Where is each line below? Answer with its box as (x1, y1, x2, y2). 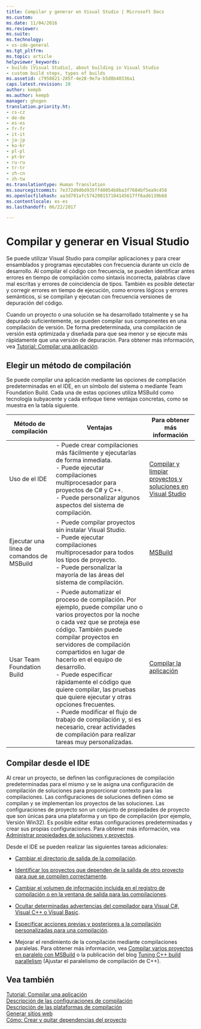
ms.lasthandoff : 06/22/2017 (6, 204, 77, 210)
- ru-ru (6, 160, 26, 166)
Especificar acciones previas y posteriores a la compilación (14, 920, 162, 927)
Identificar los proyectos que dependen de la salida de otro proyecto (14, 866, 184, 873)
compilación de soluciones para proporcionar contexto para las (6, 787, 163, 794)
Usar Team (9, 655, 40, 663)
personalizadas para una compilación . (14, 926, 109, 934)
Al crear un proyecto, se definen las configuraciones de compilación (6, 774, 175, 781)
